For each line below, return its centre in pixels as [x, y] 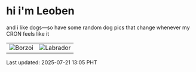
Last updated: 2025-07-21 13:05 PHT [52, 62]
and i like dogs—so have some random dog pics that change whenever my [98, 27]
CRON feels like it [28, 33]
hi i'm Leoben [40, 11]
